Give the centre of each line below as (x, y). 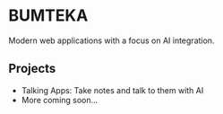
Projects (32, 69)
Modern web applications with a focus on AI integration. (111, 40)
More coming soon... (60, 100)
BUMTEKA (48, 16)
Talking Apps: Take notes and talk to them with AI (112, 90)
